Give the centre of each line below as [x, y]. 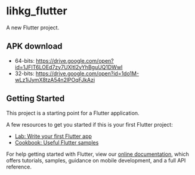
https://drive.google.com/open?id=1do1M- [87, 73]
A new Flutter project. [33, 27]
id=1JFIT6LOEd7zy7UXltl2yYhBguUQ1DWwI [69, 67]
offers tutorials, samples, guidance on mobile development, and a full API [96, 160]
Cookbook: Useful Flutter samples [57, 142]
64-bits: [24, 60]
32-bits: [24, 73]
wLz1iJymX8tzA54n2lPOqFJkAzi [55, 79]
